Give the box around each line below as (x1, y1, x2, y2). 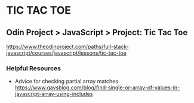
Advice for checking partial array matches (14, 78, 118, 85)
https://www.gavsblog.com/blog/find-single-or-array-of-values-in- (14, 84, 180, 91)
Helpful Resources (6, 64, 61, 72)
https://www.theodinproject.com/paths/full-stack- (6, 43, 130, 50)
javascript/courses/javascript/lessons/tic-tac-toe (6, 49, 127, 57)
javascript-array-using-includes (14, 90, 93, 98)
